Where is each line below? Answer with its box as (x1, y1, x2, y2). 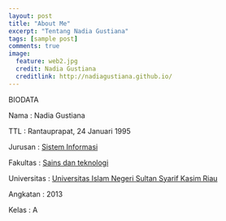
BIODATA (8, 94, 39, 104)
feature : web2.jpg (15, 58, 79, 66)
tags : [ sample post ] (8, 34, 79, 43)
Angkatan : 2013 (8, 188, 63, 199)
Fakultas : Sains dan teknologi (8, 158, 109, 167)
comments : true (8, 42, 60, 50)
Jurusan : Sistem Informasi (8, 141, 98, 151)
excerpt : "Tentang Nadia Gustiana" (8, 27, 129, 35)
